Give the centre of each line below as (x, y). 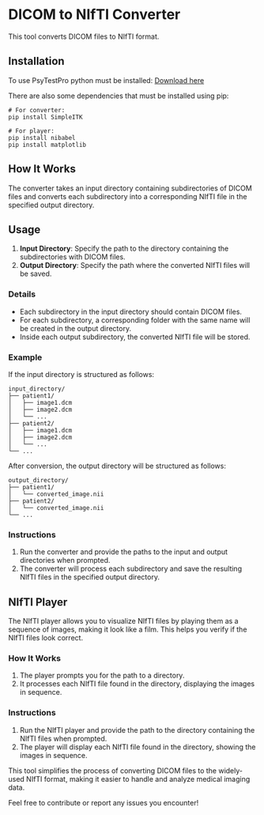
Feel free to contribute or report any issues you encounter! (104, 802)
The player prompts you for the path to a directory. (102, 675)
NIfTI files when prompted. (63, 738)
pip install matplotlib (47, 145)
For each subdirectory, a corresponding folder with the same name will (135, 320)
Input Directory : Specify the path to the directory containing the (124, 249)
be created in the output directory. (75, 328)
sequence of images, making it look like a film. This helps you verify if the (128, 629)
